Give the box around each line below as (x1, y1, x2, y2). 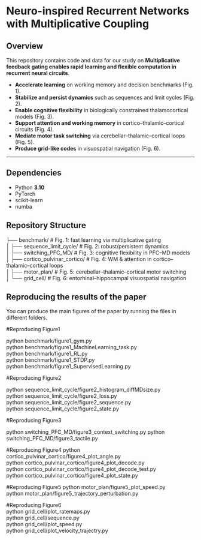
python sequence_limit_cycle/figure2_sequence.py (6, 399, 132, 406)
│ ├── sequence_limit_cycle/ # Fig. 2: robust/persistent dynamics (6, 242, 169, 250)
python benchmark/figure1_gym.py (6, 337, 92, 344)
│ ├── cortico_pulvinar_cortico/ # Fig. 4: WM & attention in (6, 255, 152, 262)
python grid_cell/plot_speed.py (6, 521, 83, 528)
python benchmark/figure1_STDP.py (6, 356, 95, 364)
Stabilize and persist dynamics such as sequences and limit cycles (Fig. (14, 94, 195, 101)
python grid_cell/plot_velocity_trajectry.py (6, 527, 109, 535)
